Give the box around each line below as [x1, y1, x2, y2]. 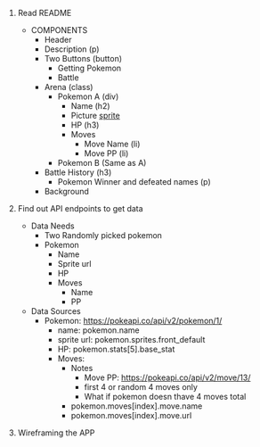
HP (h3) [70, 120, 100, 130]
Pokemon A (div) [57, 91, 119, 102]
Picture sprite [70, 111, 120, 120]
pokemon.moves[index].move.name [70, 401, 203, 411]
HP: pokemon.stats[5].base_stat [57, 344, 175, 354]
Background [44, 186, 89, 196]
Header [44, 35, 72, 45]
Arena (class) [44, 82, 93, 92]
